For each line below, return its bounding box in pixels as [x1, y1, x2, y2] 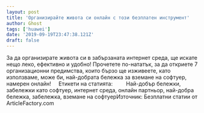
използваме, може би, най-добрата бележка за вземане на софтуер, [6, 74, 187, 81]
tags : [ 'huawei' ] [6, 26, 51, 32]
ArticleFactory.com [6, 100, 54, 107]
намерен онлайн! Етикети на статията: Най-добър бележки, [6, 80, 181, 87]
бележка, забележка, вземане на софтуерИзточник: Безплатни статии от [6, 93, 198, 100]
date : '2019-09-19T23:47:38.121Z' [6, 32, 95, 38]
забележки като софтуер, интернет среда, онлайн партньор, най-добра [6, 87, 194, 93]
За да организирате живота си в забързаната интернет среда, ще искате [6, 54, 197, 61]
